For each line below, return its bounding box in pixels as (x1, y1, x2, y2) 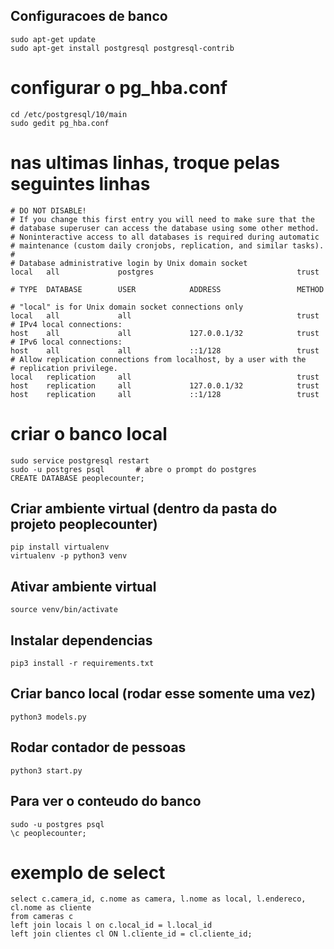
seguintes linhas (10, 172, 151, 195)
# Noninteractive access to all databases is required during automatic (10, 232, 320, 242)
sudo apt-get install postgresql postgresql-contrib (10, 43, 235, 53)
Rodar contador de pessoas (10, 739, 187, 756)
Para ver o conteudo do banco (10, 793, 202, 810)
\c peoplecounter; (10, 828, 87, 838)
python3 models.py (10, 712, 87, 722)
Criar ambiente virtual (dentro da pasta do (10, 500, 278, 518)
